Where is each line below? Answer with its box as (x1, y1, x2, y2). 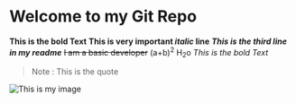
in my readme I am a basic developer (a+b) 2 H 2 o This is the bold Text (9, 45, 269, 60)
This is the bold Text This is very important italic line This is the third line (9, 36, 287, 47)
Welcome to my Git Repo (9, 6, 197, 27)
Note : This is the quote (31, 66, 119, 77)
